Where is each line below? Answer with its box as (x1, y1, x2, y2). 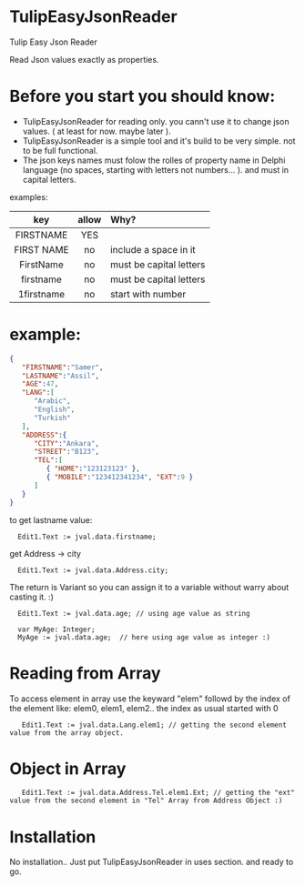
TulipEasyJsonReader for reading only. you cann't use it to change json (22, 116, 290, 126)
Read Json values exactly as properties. (9, 54, 159, 65)
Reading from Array (9, 662, 161, 683)
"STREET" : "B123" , (33, 448, 100, 457)
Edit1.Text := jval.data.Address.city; (17, 566, 169, 575)
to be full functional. (22, 145, 98, 156)
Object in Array (9, 758, 127, 779)
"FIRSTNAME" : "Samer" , (21, 362, 104, 372)
